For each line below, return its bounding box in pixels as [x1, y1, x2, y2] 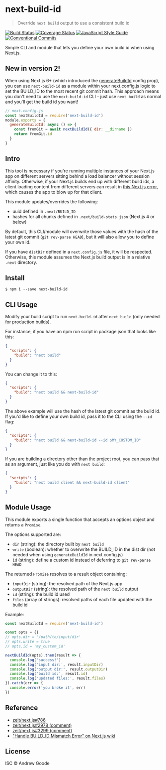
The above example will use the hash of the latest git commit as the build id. [5, 408, 161, 414]
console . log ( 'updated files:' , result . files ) [9, 676, 106, 681]
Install [5, 273, 25, 282]
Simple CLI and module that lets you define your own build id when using [5, 44, 155, 50]
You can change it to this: [5, 371, 57, 377]
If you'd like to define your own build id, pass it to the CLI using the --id [5, 413, 152, 419]
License [5, 747, 30, 756]
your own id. [5, 239, 31, 245]
